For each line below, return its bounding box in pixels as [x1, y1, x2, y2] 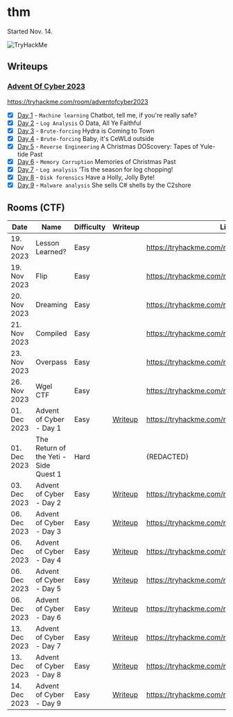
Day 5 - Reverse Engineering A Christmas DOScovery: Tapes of [17, 142, 199, 150]
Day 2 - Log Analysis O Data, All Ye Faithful [17, 119, 141, 127]
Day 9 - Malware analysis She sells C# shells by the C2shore [17, 181, 191, 190]
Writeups [7, 60, 49, 73]
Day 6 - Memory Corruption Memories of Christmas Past [17, 157, 176, 165]
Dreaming [35, 300, 68, 309]
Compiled [35, 329, 67, 338]
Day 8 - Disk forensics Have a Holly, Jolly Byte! [17, 173, 155, 181]
